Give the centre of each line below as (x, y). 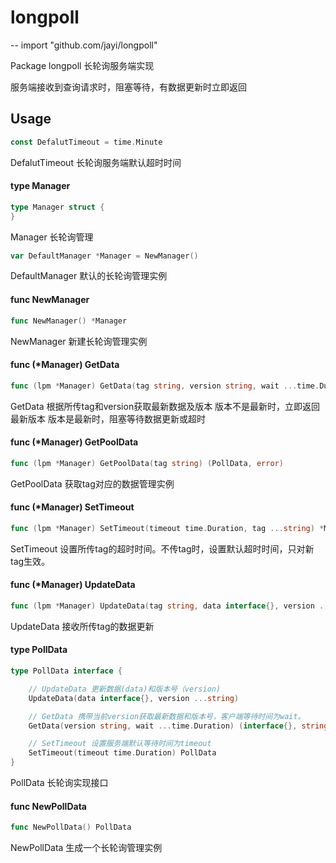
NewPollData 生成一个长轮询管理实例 (86, 848)
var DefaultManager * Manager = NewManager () (104, 256)
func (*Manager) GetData (65, 365)
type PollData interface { (66, 671)
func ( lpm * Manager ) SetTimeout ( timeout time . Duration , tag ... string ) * (167, 528)
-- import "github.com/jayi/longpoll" (84, 45)
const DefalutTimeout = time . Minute (86, 142)
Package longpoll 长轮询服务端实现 (82, 65)
